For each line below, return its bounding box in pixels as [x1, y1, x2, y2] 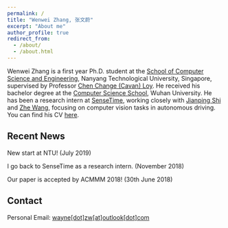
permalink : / [7, 10, 45, 17]
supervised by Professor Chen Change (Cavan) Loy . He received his [7, 81, 201, 90]
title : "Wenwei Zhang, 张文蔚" [7, 16, 94, 23]
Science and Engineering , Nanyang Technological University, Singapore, [7, 74, 212, 82]
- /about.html [13, 49, 54, 55]
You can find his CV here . [7, 110, 80, 118]
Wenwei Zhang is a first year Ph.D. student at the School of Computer [7, 66, 204, 75]
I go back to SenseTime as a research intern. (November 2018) [7, 162, 184, 170]
